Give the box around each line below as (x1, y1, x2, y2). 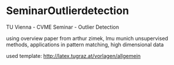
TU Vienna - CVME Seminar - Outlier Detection (6, 23, 119, 30)
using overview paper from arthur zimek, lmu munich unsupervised (6, 35, 169, 42)
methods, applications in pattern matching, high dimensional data (6, 41, 164, 48)
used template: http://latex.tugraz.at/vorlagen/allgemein (6, 52, 141, 59)
